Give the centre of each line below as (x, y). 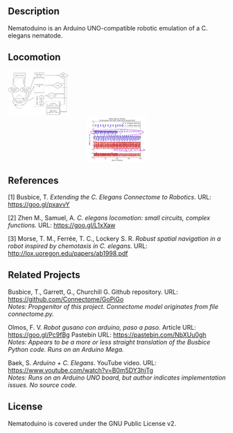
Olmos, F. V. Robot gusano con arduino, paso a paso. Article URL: (102, 327)
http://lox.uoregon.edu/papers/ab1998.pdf (68, 253)
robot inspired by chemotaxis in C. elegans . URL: (78, 246)
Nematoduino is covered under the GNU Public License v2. (92, 423)
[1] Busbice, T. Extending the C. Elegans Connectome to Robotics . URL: (110, 197)
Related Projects (44, 275)
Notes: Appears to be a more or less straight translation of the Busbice (109, 342)
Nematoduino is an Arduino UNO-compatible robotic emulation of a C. (108, 28)
